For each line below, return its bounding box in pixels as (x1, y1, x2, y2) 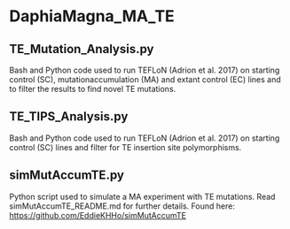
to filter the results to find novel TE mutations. (9, 84, 176, 94)
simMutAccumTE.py (9, 168, 124, 183)
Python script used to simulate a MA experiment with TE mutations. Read (9, 191, 276, 202)
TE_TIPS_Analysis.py (9, 109, 129, 125)
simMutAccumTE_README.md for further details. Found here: (9, 201, 235, 211)
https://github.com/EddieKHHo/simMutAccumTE (9, 210, 186, 220)
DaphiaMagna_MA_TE (9, 6, 175, 27)
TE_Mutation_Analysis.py (9, 42, 154, 57)
